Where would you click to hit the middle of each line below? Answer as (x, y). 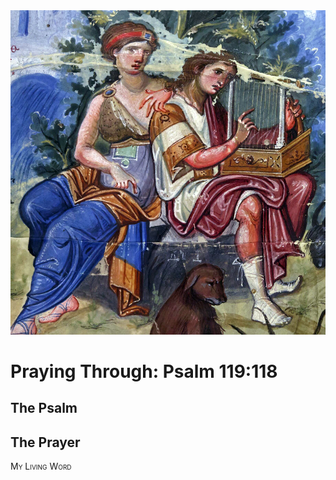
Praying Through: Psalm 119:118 (144, 371)
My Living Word (41, 466)
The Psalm (44, 408)
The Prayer (45, 442)
